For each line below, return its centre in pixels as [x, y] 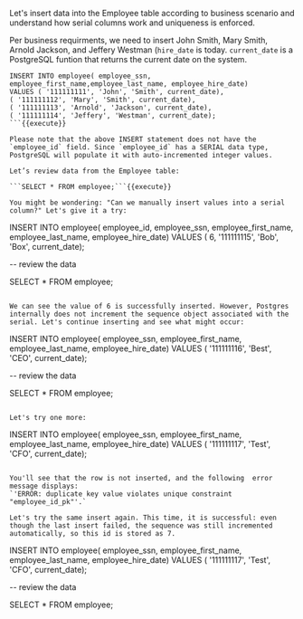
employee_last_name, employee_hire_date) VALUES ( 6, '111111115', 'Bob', [144, 237]
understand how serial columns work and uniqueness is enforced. [133, 23]
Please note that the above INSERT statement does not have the [133, 139]
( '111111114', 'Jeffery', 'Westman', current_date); [113, 116]
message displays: [44, 486]
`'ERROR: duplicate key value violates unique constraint [121, 494]
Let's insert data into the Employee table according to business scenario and [152, 13]
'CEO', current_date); [48, 358]
